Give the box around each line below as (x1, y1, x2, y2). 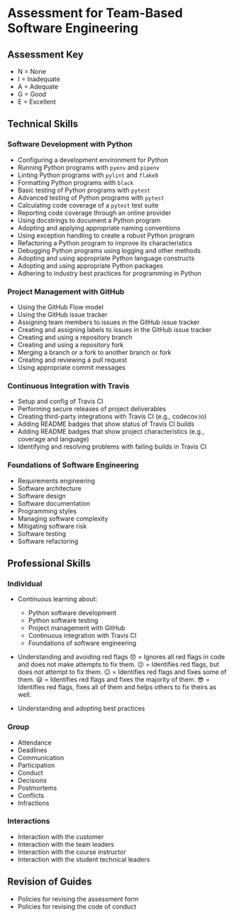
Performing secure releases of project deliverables (17, 405, 167, 413)
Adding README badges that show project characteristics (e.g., (17, 427, 204, 436)
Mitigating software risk (17, 521, 87, 530)
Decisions (17, 776, 48, 784)
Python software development (28, 609, 117, 617)
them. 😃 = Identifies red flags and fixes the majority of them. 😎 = (17, 676, 211, 684)
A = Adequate (17, 82, 59, 90)
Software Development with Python (7, 139, 133, 149)
